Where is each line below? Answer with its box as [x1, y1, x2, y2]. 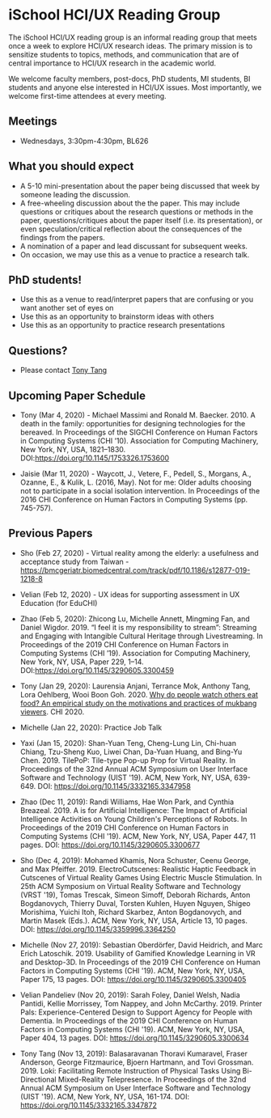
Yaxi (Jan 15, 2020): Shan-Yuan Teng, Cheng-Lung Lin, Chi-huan [19, 738, 237, 747]
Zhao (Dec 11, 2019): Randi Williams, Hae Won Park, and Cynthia [19, 797, 235, 807]
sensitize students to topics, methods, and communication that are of [8, 49, 239, 59]
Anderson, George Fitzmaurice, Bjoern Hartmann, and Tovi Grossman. [19, 1057, 254, 1067]
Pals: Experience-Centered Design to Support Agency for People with [19, 1007, 253, 1017]
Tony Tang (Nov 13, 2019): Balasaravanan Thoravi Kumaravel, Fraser [19, 1048, 248, 1058]
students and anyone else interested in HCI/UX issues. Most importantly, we [8, 83, 262, 92]
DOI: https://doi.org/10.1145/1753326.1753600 [19, 453, 170, 463]
